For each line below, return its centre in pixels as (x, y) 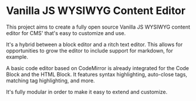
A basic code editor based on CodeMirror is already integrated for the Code (98, 68)
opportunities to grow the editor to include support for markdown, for (89, 50)
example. (17, 57)
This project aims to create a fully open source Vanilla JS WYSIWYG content (98, 27)
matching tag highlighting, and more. (50, 81)
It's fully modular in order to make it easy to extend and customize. (87, 92)
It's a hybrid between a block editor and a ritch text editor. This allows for (94, 44)
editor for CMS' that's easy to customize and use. (66, 33)
